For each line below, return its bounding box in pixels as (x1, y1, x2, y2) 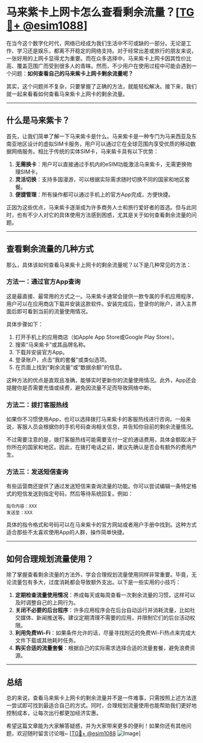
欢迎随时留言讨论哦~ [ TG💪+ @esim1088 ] (16, 730, 141, 737)
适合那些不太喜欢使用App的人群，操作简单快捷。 (6, 529, 128, 536)
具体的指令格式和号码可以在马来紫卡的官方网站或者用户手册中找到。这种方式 (6, 521, 197, 528)
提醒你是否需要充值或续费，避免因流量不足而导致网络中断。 (6, 384, 155, 391)
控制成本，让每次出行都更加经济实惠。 (6, 709, 101, 717)
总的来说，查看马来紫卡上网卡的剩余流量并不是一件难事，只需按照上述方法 (6, 694, 192, 702)
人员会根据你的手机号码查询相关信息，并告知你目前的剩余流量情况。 (27, 423, 197, 430)
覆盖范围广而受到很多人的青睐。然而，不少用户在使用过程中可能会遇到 (16, 62, 192, 70)
